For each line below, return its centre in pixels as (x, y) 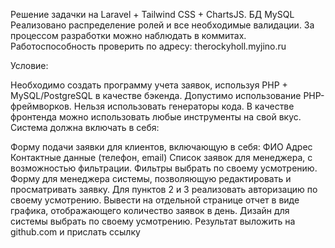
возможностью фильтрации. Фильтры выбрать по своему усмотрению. (164, 168)
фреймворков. (41, 106)
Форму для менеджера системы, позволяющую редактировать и (151, 178)
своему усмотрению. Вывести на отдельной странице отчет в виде (155, 200)
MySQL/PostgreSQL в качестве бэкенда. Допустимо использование (156, 95)
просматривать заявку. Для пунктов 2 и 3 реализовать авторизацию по (164, 189)
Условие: (29, 65)
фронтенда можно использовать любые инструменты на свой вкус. (156, 117)
